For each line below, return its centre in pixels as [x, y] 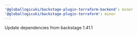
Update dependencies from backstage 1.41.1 [49, 27]
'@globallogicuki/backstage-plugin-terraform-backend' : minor [69, 9]
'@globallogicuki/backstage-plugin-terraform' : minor [60, 14]
